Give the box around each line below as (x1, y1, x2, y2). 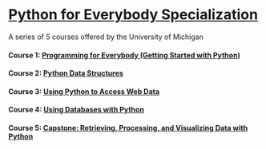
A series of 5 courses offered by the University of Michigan (8, 32, 204, 41)
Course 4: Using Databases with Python (8, 105, 144, 115)
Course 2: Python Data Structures (8, 69, 124, 78)
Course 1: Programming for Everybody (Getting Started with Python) (8, 50, 240, 60)
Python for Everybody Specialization (8, 6, 259, 24)
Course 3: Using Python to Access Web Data (8, 86, 160, 96)
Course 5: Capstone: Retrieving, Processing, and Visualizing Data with (8, 123, 248, 132)
